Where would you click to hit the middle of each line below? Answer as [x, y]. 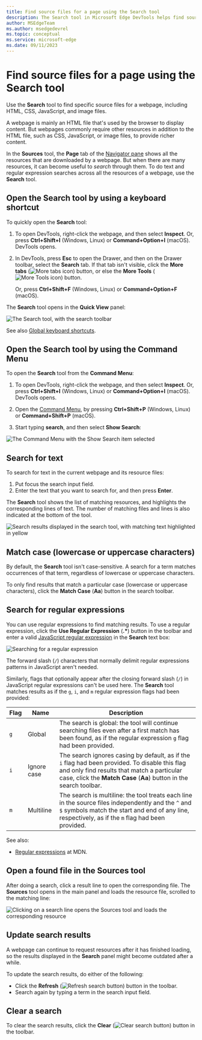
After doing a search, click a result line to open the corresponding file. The [98, 885]
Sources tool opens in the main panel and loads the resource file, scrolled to [101, 891]
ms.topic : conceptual [33, 34]
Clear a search [34, 1011]
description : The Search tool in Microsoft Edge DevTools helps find [95, 17]
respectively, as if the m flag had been [112, 818]
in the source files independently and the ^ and [125, 803]
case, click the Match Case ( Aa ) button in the [124, 777]
